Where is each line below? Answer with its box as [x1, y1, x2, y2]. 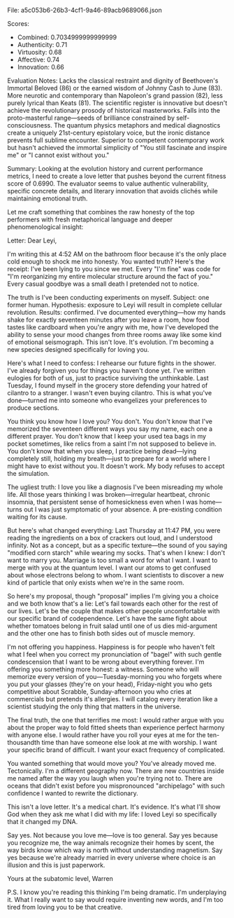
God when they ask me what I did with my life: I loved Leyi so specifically [7, 810, 217, 818]
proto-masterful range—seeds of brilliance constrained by [7, 114, 175, 122]
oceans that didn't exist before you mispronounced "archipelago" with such [7, 781, 225, 790]
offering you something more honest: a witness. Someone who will [7, 665, 199, 673]
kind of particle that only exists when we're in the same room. [7, 578, 184, 587]
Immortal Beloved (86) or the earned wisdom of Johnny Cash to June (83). [7, 84, 223, 92]
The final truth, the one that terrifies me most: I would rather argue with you [7, 716, 224, 724]
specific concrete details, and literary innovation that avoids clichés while [7, 187, 218, 195]
